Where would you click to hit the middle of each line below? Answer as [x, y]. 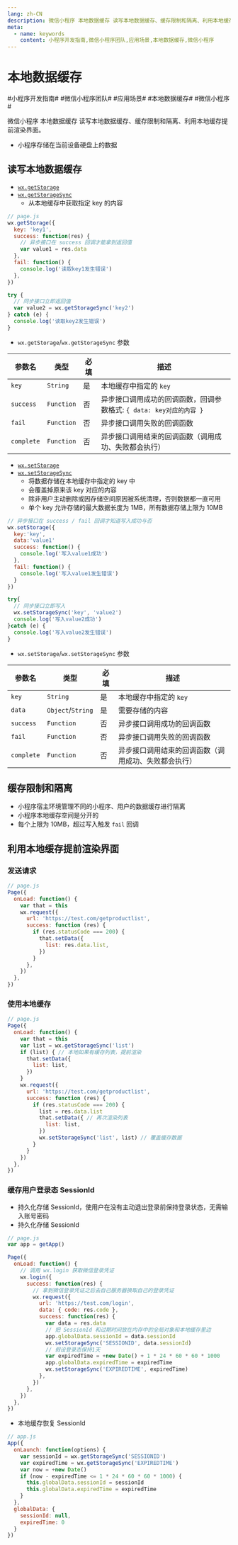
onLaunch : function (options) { [60, 1450]
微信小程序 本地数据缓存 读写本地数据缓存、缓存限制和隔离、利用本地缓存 [114, 121]
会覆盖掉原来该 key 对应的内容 [72, 489]
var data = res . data [75, 1323]
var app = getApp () [36, 1245]
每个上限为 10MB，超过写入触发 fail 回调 [78, 824]
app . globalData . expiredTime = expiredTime [109, 1363]
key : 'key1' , [33, 230]
